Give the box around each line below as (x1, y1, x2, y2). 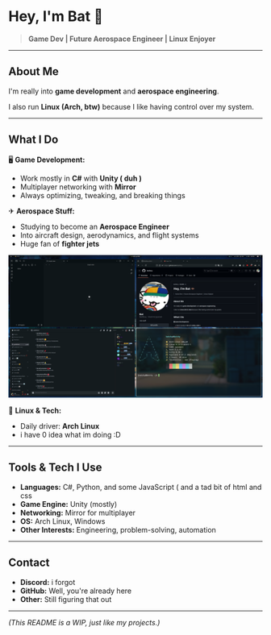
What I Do (8, 133, 59, 147)
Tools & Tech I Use (8, 461, 102, 475)
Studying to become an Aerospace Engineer (19, 222, 169, 231)
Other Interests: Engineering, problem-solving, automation (19, 525, 216, 534)
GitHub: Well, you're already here (19, 586, 132, 596)
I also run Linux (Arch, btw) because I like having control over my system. (8, 102, 254, 111)
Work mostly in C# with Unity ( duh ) (19, 173, 143, 183)
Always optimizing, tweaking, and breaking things (19, 190, 186, 200)
